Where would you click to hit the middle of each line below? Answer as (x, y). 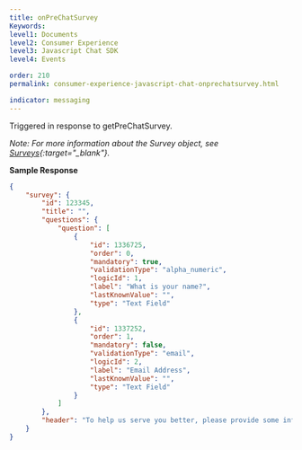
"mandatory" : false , (128, 345)
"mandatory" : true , (126, 261)
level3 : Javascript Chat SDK (64, 51)
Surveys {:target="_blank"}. (60, 153)
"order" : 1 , (112, 337)
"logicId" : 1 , (116, 278)
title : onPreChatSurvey (54, 18)
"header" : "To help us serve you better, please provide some (160, 420)
